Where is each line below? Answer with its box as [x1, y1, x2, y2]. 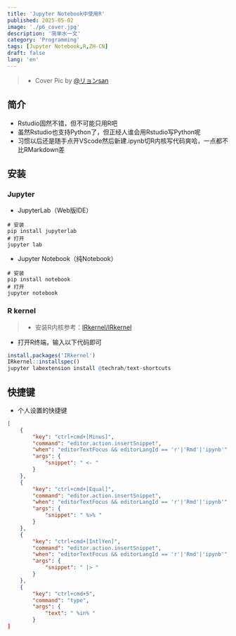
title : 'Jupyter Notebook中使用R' [7, 10, 105, 18]
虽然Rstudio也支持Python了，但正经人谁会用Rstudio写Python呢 [17, 127, 202, 136]
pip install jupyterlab [7, 228, 77, 235]
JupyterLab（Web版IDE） [17, 206, 93, 215]
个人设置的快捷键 [17, 406, 67, 414]
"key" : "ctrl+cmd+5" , [32, 590, 96, 597]
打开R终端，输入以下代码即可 [17, 338, 102, 346]
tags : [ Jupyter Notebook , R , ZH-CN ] [7, 43, 109, 50]
